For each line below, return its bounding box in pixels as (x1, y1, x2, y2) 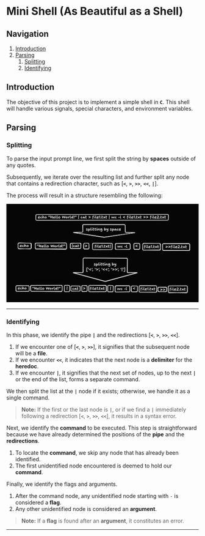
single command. (6, 394, 50, 401)
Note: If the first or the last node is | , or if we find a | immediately (21, 406, 187, 414)
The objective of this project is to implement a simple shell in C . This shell (6, 98, 190, 105)
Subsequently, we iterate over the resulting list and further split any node (6, 173, 190, 181)
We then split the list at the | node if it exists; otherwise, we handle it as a (6, 387, 190, 395)
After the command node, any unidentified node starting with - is (15, 493, 179, 500)
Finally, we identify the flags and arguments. (6, 480, 118, 488)
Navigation (6, 29, 49, 39)
